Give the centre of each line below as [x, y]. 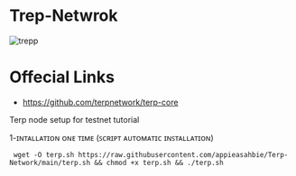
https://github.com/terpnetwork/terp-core [100, 102]
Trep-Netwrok [64, 16]
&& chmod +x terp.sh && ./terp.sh [159, 162]
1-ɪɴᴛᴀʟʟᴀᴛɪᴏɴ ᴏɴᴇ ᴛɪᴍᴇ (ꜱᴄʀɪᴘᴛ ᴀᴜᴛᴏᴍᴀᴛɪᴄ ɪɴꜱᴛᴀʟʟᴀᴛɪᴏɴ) [111, 137]
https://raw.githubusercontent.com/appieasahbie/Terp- [183, 154]
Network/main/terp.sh [50, 162]
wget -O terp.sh [44, 154]
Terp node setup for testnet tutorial [74, 119]
